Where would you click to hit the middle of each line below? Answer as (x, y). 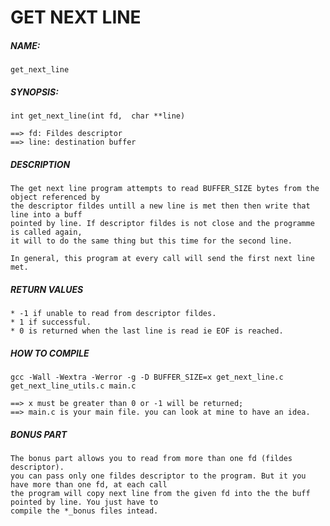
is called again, (46, 232)
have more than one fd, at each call (89, 485)
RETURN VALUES (47, 289)
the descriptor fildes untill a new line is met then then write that (160, 206)
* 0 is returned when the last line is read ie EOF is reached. (147, 331)
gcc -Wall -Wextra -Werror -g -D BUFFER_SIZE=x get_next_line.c (147, 377)
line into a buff (46, 215)
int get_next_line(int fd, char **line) (98, 116)
